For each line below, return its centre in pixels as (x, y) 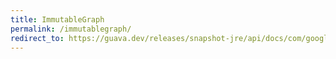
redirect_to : (37, 38)
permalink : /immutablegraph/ (71, 29)
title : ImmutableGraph (57, 19)
